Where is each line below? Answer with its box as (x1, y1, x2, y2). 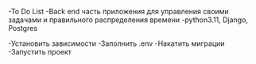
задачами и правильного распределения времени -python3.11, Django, (8, 15, 249, 24)
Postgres (8, 24, 38, 32)
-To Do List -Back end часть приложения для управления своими (8, 7, 229, 16)
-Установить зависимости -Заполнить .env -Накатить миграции (8, 39, 225, 48)
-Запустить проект (8, 47, 72, 56)
